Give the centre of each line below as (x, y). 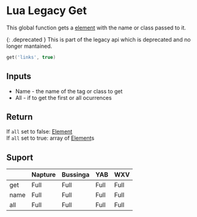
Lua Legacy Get (47, 11)
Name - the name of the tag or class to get (69, 91)
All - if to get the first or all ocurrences (63, 97)
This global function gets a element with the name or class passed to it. (96, 28)
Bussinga (76, 175)
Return (20, 117)
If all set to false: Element (39, 132)
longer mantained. (29, 46)
